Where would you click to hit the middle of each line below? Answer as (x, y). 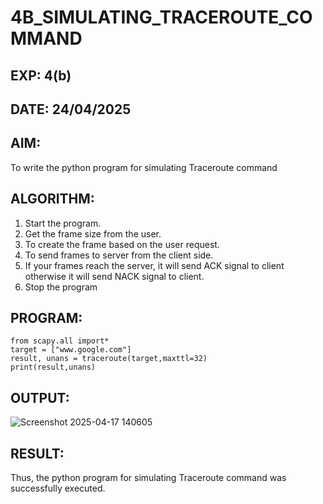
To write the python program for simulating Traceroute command (144, 167)
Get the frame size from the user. (93, 233)
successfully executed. (58, 488)
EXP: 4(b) (41, 75)
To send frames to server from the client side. (119, 255)
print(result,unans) (53, 367)
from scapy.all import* (60, 341)
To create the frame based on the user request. (122, 244)
